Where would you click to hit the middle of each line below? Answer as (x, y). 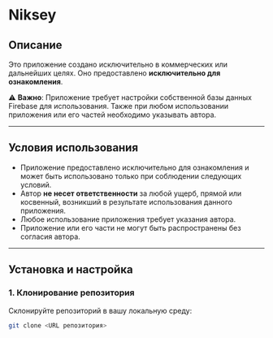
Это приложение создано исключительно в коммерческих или (118, 64)
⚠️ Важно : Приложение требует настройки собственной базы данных (130, 97)
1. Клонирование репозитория (71, 292)
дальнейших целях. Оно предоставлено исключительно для (115, 73)
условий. (36, 184)
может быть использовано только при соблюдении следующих (131, 175)
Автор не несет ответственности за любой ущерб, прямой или (131, 193)
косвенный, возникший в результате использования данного (126, 201)
